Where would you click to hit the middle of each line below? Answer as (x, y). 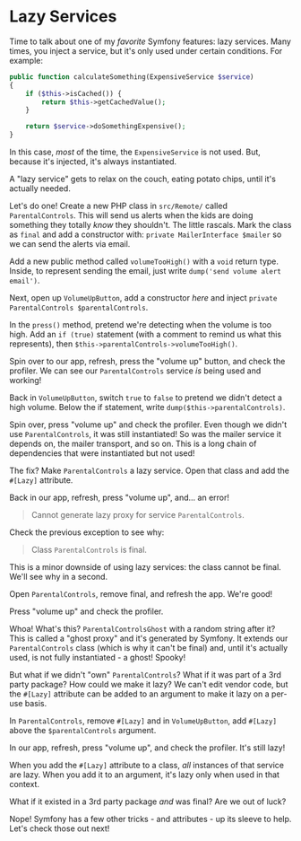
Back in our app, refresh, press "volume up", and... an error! (120, 498)
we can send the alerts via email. (70, 244)
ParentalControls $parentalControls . (79, 308)
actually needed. (40, 188)
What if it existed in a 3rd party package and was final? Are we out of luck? (148, 802)
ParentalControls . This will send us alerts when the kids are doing (131, 215)
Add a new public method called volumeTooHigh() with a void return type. (144, 261)
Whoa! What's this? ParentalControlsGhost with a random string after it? (142, 629)
